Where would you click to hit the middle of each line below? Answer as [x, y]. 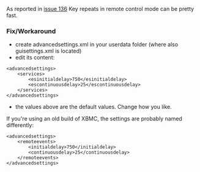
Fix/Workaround [31, 31]
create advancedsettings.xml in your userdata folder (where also [97, 45]
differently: [20, 125]
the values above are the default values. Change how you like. [94, 107]
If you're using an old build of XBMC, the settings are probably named [94, 119]
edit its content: [35, 58]
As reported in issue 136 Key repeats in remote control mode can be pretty [100, 9]
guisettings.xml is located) [48, 51]
